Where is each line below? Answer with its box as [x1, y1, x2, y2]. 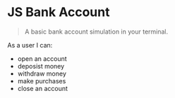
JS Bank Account [7, 4, 110, 20]
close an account [17, 84, 68, 92]
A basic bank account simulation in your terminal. [24, 27, 168, 36]
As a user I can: [7, 41, 53, 49]
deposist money [17, 62, 65, 70]
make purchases [17, 76, 66, 85]
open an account [17, 54, 67, 63]
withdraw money [17, 69, 67, 78]
